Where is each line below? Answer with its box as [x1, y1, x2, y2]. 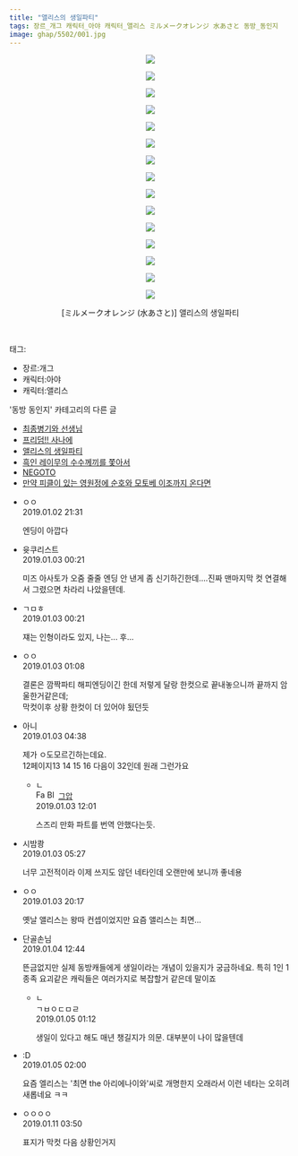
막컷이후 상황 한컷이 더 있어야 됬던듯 [21, 702, 149, 712]
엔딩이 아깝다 [21, 525, 69, 536]
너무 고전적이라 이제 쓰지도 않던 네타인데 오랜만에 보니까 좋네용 [21, 867, 243, 878]
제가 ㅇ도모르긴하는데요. [21, 749, 107, 760]
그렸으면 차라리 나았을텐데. [31, 584, 126, 595]
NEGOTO [21, 467, 56, 478]
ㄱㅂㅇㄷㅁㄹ [35, 1004, 80, 1014]
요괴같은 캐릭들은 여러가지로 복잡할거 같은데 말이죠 [38, 973, 217, 984]
